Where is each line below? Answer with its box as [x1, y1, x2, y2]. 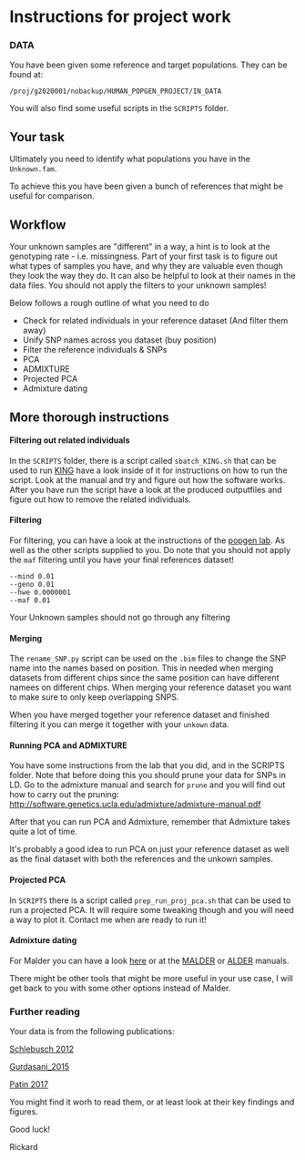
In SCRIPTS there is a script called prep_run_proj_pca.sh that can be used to [9, 895, 291, 906]
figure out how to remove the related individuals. [9, 494, 191, 505]
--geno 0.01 [9, 580, 55, 589]
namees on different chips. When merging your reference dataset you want [9, 682, 292, 693]
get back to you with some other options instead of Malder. [9, 982, 231, 993]
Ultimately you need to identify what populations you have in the [9, 153, 251, 165]
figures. [9, 1106, 39, 1117]
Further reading [9, 1005, 80, 1018]
